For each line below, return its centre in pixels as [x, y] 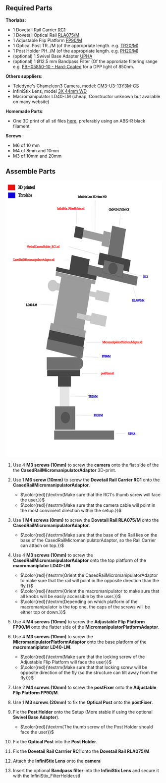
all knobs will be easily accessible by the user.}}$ [70, 596]
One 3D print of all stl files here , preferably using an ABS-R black [79, 120]
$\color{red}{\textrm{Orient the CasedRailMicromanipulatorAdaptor [89, 575]
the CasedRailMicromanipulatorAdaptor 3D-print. [64, 470]
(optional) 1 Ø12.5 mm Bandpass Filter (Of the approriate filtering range [85, 61]
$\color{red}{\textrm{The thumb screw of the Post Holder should [86, 726]
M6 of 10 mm [26, 145]
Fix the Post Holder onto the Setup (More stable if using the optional [83, 712]
